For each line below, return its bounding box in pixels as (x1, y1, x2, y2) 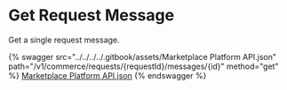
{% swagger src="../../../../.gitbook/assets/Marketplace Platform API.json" (8, 51, 277, 62)
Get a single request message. (8, 34, 121, 45)
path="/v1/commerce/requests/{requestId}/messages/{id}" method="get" (8, 61, 279, 71)
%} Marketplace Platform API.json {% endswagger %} (8, 70, 207, 80)
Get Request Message (8, 5, 175, 26)
